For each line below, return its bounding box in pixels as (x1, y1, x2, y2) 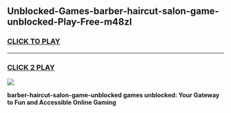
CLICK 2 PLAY (7, 62, 55, 72)
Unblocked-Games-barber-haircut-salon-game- (7, 5, 219, 17)
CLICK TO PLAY (7, 37, 60, 47)
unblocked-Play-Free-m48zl (7, 16, 132, 28)
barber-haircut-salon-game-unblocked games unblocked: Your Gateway (7, 90, 220, 99)
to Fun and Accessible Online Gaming (7, 98, 117, 106)
